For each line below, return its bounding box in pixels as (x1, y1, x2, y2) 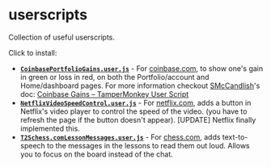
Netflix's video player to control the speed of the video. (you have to (19, 106, 248, 116)
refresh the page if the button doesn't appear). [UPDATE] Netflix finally (19, 115, 256, 124)
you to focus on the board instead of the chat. (19, 149, 174, 159)
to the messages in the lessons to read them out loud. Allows (47, 140, 250, 150)
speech (19, 140, 46, 150)
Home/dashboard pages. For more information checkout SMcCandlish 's (19, 81, 260, 90)
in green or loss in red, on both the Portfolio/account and (19, 72, 210, 81)
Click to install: (8, 48, 57, 57)
